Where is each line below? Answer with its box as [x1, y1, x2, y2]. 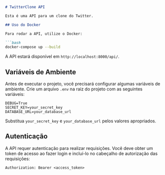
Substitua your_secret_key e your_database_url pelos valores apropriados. [5, 118, 157, 124]
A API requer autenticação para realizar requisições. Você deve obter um [5, 145, 154, 151]
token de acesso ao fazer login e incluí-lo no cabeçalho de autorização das [5, 150, 158, 156]
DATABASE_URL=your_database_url [5, 110, 71, 115]
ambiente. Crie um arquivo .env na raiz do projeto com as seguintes [5, 86, 143, 92]
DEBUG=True [5, 101, 28, 106]
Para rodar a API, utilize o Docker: [5, 31, 83, 36]
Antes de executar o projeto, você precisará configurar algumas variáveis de [5, 81, 161, 87]
